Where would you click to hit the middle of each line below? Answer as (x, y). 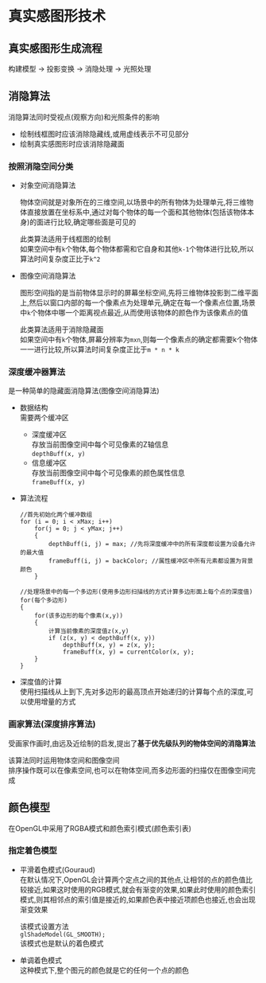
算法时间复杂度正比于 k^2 (60, 259)
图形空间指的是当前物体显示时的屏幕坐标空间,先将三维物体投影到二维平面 (139, 293)
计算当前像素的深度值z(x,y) (89, 631)
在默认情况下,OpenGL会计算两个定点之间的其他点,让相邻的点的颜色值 (133, 880)
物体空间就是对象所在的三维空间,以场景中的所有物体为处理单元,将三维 (133, 202)
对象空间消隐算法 (48, 185)
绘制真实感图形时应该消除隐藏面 (72, 143)
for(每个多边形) (44, 601)
